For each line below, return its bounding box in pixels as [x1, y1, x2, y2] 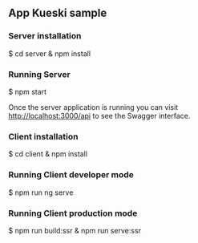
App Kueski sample [8, 6, 107, 20]
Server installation [8, 30, 82, 42]
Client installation [8, 131, 79, 142]
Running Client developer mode [8, 169, 134, 180]
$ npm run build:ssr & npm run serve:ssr [8, 225, 142, 235]
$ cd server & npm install [8, 48, 91, 59]
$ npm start [8, 87, 46, 96]
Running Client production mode [8, 208, 138, 219]
